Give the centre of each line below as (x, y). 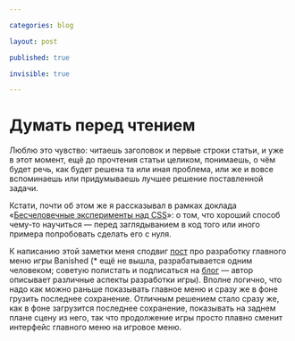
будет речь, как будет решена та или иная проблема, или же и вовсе (142, 170)
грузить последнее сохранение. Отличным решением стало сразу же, (144, 299)
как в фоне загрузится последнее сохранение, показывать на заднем (143, 308)
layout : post (34, 41)
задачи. (24, 188)
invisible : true (39, 74)
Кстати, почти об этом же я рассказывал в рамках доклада (123, 205)
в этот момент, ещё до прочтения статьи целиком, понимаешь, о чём (143, 160)
